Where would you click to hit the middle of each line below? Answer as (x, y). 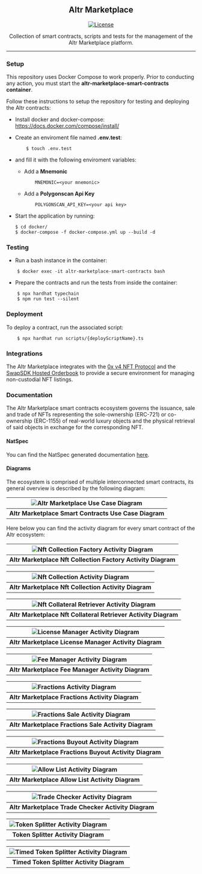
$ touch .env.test (49, 149)
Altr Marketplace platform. (101, 42)
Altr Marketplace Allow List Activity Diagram (75, 779)
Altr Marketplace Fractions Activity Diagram (74, 697)
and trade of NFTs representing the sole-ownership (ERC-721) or (86, 415)
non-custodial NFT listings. (40, 379)
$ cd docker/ (31, 227)
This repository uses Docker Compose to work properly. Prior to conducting (100, 77)
